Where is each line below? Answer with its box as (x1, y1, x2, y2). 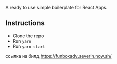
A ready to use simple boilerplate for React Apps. (5, 5, 108, 10)
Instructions (5, 19, 45, 27)
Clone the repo (12, 33, 44, 39)
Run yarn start (12, 43, 45, 49)
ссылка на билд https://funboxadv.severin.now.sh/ (5, 53, 112, 59)
